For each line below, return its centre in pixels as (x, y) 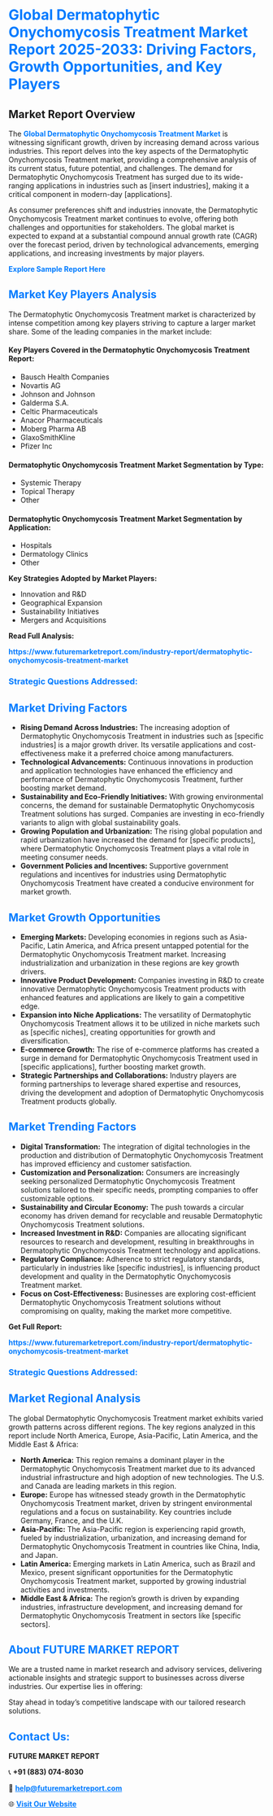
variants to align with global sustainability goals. (100, 823)
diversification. (45, 1040)
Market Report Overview (72, 114)
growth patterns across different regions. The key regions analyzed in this (132, 1427)
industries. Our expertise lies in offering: (76, 1687)
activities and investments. (65, 1590)
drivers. (33, 971)
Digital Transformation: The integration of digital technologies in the (135, 1146)
